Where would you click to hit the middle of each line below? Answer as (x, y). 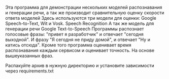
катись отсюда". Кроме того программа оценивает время (68, 45)
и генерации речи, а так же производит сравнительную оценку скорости (85, 13)
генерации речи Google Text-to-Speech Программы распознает (75, 29)
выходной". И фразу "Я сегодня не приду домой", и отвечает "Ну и (78, 39)
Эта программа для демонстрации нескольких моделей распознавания (84, 7)
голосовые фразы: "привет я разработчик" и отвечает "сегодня (74, 34)
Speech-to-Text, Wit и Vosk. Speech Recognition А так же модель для (80, 23)
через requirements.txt (30, 71)
